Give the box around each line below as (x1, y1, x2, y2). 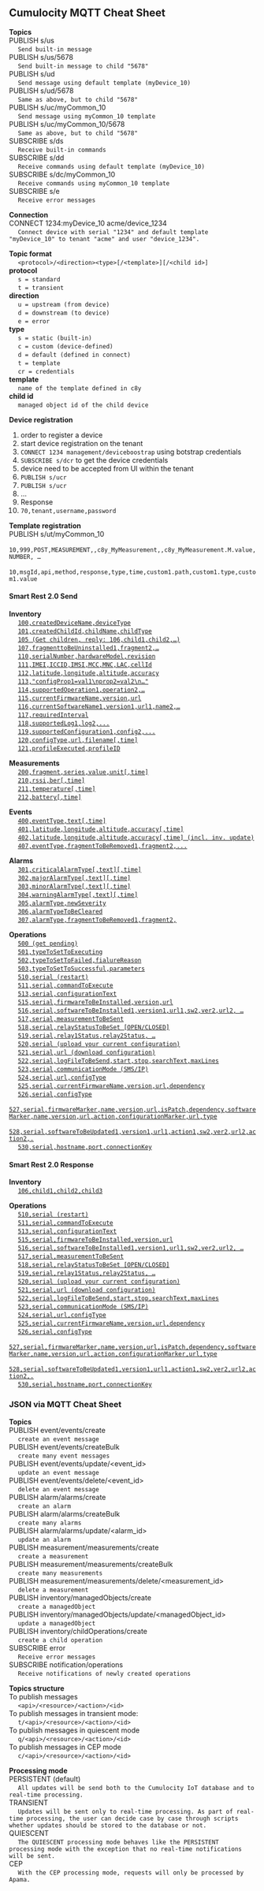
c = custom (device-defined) (17, 342, 113, 350)
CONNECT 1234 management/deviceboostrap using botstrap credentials (20, 447, 242, 456)
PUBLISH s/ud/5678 (9, 86, 74, 95)
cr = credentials (17, 367, 75, 375)
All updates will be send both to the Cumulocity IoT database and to (17, 1784, 255, 1792)
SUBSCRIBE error (9, 1643, 66, 1652)
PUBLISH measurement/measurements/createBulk (9, 1559, 173, 1569)
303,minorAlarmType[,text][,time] (17, 883, 132, 891)
